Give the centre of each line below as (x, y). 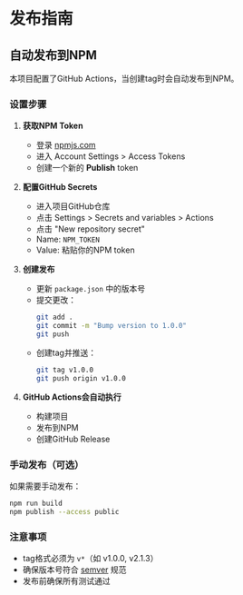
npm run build (36, 503)
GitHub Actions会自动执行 (72, 397)
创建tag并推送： (66, 352)
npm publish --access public (64, 511)
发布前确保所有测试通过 (66, 581)
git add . (55, 317)
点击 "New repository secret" (90, 229)
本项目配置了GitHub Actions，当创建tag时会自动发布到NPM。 (124, 79)
